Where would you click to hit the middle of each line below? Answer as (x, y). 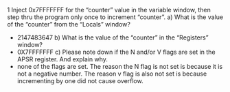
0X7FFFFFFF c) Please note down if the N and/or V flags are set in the (116, 52)
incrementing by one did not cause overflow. (80, 81)
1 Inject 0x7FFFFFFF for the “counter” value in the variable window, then (109, 10)
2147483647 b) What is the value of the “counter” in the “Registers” (113, 37)
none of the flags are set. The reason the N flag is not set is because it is (120, 66)
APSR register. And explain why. (62, 59)
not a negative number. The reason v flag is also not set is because (112, 74)
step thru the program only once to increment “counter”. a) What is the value (115, 17)
